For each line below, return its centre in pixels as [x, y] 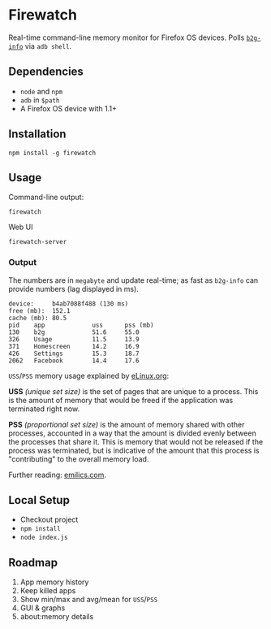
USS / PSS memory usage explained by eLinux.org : [89, 375]
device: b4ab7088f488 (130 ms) [69, 304]
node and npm [41, 91]
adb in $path [40, 100]
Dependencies [46, 72]
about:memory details [57, 617]
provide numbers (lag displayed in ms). [74, 288]
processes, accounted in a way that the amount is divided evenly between [133, 433]
